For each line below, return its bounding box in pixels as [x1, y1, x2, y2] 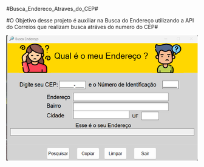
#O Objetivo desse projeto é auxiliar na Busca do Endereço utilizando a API [6, 17, 194, 24]
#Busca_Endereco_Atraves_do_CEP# [6, 5, 98, 12]
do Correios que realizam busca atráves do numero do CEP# [6, 24, 158, 30]
